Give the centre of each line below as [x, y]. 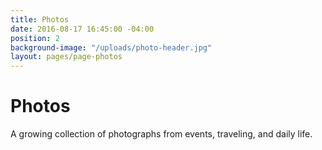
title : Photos [40, 19]
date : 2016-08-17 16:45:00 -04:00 [82, 29]
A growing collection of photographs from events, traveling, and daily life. [161, 134]
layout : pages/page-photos [66, 57]
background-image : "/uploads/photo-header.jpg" [111, 47]
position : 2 [35, 38]
